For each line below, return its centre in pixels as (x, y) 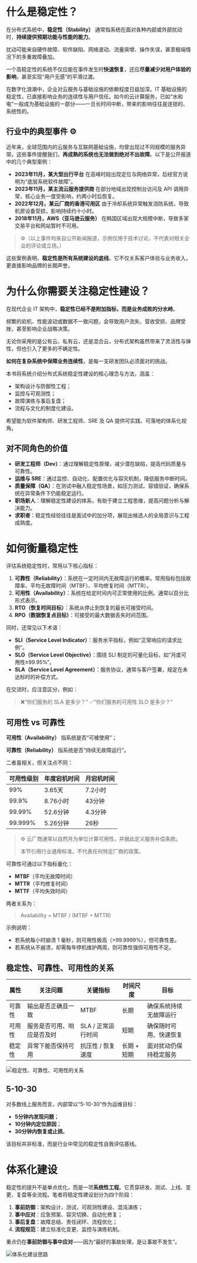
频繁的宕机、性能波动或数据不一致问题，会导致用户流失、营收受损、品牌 (93, 321)
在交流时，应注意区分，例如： (42, 689)
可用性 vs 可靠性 (36, 722)
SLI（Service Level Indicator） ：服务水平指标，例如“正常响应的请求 (96, 640)
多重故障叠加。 (39, 57)
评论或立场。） (47, 246)
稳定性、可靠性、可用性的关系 (60, 968)
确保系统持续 (165, 1006)
